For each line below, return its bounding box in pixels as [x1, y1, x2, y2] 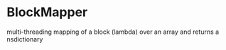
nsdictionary [6, 35, 43, 43]
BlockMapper [6, 4, 88, 20]
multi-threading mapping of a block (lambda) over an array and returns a [6, 27, 220, 36]
